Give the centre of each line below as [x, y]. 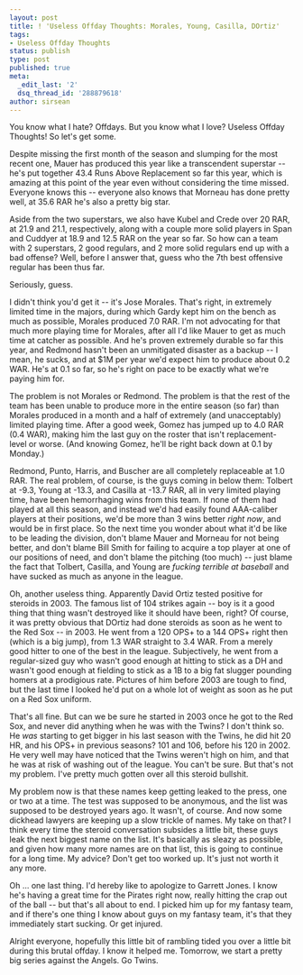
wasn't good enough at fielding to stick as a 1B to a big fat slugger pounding [151, 670]
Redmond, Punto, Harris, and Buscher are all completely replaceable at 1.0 [147, 471]
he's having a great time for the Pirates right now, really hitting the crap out [148, 895]
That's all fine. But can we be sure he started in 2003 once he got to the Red [151, 716]
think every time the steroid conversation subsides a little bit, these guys [144, 830]
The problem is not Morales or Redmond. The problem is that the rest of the [150, 396]
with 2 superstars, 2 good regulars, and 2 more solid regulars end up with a [149, 248]
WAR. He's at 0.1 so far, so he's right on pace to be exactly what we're [139, 369]
